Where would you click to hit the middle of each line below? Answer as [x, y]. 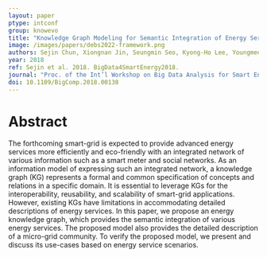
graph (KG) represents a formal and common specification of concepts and [131, 177]
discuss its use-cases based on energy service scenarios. [103, 245]
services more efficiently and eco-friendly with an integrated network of [126, 152]
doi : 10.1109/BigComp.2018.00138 [64, 82]
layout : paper [32, 16]
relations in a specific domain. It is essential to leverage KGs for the [118, 186]
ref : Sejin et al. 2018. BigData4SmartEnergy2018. [94, 68]
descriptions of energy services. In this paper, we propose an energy [121, 211]
